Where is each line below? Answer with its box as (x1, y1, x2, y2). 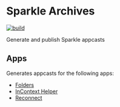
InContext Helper (15, 88, 58, 95)
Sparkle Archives (6, 4, 95, 18)
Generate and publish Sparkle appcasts (6, 36, 105, 43)
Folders (15, 81, 35, 88)
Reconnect (15, 94, 42, 101)
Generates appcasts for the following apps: (6, 70, 114, 77)
